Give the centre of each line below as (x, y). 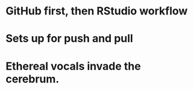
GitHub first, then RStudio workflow (97, 11)
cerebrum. (33, 79)
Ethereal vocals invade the (73, 66)
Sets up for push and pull (69, 39)
